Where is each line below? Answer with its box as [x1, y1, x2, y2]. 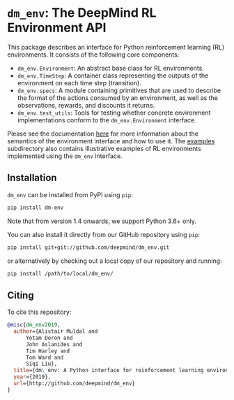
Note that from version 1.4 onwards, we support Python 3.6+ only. [7, 217, 196, 225]
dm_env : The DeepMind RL [7, 5, 157, 21]
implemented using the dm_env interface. [7, 152, 123, 160]
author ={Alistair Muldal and [13, 328, 98, 335]
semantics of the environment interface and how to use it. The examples [7, 136, 215, 145]
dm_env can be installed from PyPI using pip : [7, 190, 134, 199]
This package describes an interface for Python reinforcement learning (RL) [7, 43, 225, 51]
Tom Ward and [25, 354, 64, 361]
